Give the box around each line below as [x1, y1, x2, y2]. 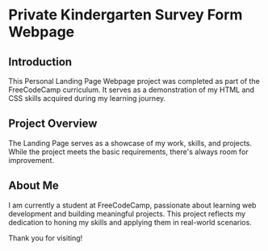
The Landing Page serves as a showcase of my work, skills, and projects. [8, 138, 253, 148]
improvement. [8, 155, 55, 165]
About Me [8, 179, 59, 193]
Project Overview [8, 117, 98, 131]
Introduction [8, 55, 73, 69]
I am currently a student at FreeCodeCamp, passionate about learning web [8, 200, 257, 210]
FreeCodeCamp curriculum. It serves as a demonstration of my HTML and [8, 85, 255, 94]
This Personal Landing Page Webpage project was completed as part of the [8, 77, 260, 86]
